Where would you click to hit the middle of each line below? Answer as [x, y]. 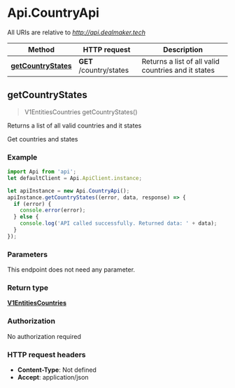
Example [22, 157]
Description [183, 49]
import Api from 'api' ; [42, 172]
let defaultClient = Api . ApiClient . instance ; [74, 178]
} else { [26, 217]
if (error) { [33, 204]
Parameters [27, 254]
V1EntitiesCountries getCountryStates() [81, 112]
